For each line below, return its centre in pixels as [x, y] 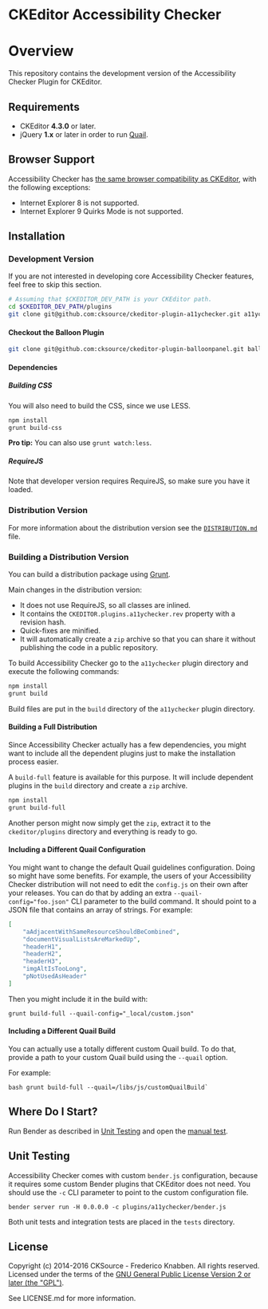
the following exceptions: [49, 187]
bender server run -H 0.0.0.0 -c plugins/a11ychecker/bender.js [117, 1207]
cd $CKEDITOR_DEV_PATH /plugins [60, 307]
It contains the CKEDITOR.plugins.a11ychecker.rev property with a [127, 614]
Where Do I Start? [53, 1112]
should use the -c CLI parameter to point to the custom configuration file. [128, 1192]
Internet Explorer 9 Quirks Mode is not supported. [101, 211]
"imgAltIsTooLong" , [55, 969]
